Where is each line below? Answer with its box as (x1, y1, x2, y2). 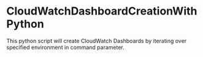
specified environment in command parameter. (6, 44, 124, 51)
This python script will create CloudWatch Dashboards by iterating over (6, 37, 187, 44)
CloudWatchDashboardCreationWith (6, 4, 197, 18)
